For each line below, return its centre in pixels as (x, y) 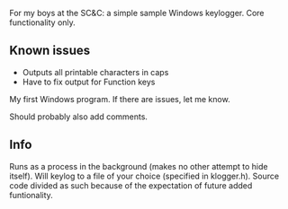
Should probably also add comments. (79, 117)
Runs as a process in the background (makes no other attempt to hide (139, 166)
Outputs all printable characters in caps (95, 72)
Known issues (50, 51)
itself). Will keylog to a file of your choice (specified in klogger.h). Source (144, 176)
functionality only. (43, 22)
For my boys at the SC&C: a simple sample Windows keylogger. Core (137, 13)
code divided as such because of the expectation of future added (131, 185)
